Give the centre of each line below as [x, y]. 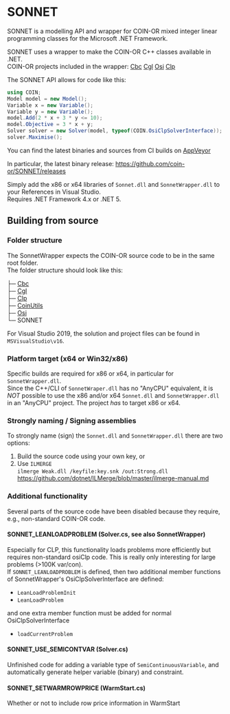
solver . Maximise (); [35, 137]
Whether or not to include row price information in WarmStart [94, 703]
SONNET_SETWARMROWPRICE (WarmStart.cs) [77, 688]
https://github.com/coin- [150, 163]
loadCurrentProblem [45, 634]
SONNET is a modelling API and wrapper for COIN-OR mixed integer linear [112, 31]
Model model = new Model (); [47, 99]
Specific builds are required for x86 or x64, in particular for [90, 374]
